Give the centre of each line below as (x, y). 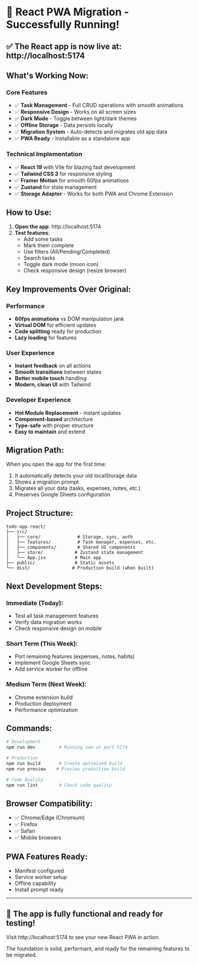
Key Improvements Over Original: (69, 289)
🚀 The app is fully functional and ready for (85, 914)
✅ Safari (25, 831)
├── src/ (17, 532)
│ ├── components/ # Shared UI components (71, 548)
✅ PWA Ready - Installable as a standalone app (72, 139)
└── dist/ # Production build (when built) (80, 568)
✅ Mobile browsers (38, 838)
